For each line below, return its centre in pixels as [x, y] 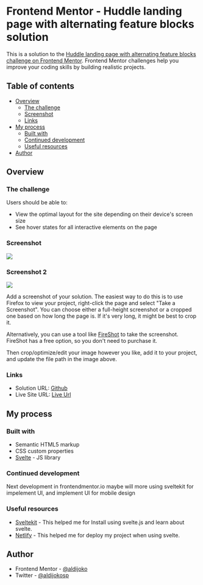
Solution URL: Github [41, 388]
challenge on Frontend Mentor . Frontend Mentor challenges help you [92, 60]
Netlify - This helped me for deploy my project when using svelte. [97, 535]
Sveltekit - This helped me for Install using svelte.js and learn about [100, 522]
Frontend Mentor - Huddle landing [94, 11]
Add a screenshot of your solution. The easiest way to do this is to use [95, 296]
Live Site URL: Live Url [43, 395]
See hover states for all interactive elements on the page [86, 228]
